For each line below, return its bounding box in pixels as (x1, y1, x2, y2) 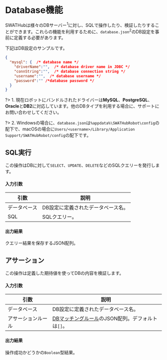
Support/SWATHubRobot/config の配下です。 (5, 132, 91, 138)
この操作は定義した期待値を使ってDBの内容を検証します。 (5, 270, 124, 276)
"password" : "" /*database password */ (14, 78, 94, 83)
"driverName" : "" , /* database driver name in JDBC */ (14, 64, 130, 69)
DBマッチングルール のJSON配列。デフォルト (52, 315, 158, 322)
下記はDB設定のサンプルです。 (5, 45, 68, 51)
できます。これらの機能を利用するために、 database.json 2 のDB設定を (13, 28, 155, 35)
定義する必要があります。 (13, 35, 66, 41)
